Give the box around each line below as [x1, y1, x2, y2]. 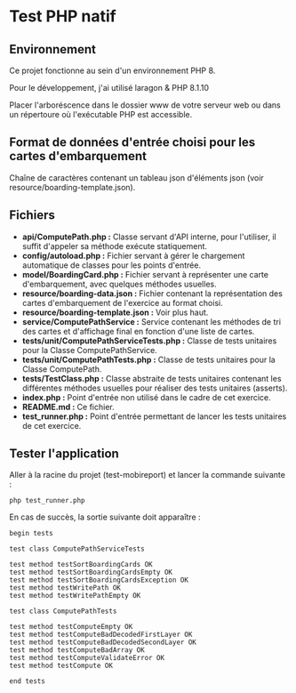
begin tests [9, 529, 53, 538]
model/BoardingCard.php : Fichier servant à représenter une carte [21, 269, 269, 279]
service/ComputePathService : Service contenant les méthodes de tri [21, 316, 282, 326]
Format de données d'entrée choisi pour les [9, 135, 256, 150]
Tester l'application [9, 447, 120, 462]
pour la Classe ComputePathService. [21, 344, 157, 355]
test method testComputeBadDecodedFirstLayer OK [9, 630, 193, 640]
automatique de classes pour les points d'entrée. [21, 260, 202, 270]
